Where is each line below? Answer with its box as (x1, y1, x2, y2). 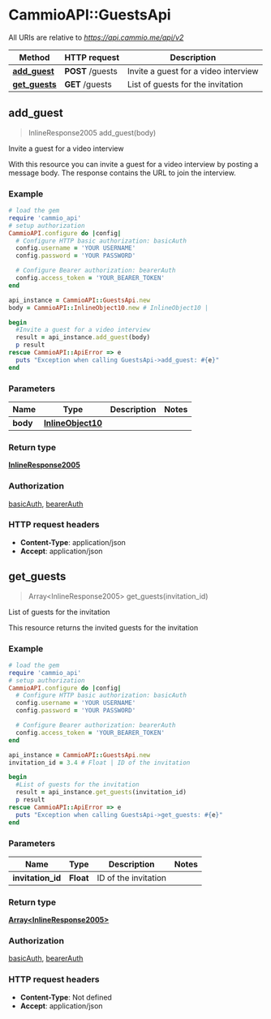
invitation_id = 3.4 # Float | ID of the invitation (8, 759, 191, 767)
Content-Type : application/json (19, 537, 126, 547)
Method (19, 51, 50, 62)
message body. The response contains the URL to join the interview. (8, 168, 237, 178)
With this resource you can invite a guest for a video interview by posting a (8, 159, 259, 169)
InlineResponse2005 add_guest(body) (28, 127, 157, 137)
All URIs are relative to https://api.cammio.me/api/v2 (8, 32, 184, 42)
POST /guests (64, 65, 118, 76)
